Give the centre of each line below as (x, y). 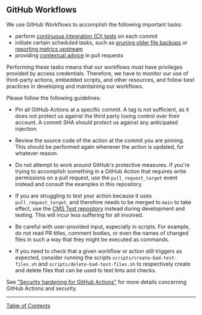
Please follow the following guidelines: (54, 98)
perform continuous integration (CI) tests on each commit (86, 36)
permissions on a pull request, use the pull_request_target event (96, 178)
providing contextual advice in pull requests (69, 55)
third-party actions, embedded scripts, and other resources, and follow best (100, 80)
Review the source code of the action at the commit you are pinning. (99, 140)
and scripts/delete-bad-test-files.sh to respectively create (114, 264)
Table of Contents (29, 305)
